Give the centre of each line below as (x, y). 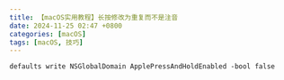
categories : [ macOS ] (48, 34)
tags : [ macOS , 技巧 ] (46, 42)
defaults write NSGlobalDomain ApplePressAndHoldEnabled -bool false (142, 67)
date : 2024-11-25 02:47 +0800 (66, 26)
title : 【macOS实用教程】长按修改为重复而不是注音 (93, 17)
